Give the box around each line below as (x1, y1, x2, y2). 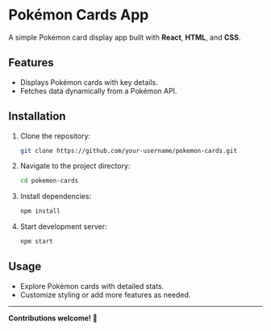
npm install (19, 207, 60, 215)
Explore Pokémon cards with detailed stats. (19, 281, 165, 291)
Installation (8, 109, 66, 123)
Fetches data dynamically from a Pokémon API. (19, 86, 177, 95)
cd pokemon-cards (19, 176, 79, 185)
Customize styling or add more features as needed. (19, 290, 191, 299)
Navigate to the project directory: (19, 161, 131, 171)
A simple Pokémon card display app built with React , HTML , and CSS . (8, 32, 241, 42)
